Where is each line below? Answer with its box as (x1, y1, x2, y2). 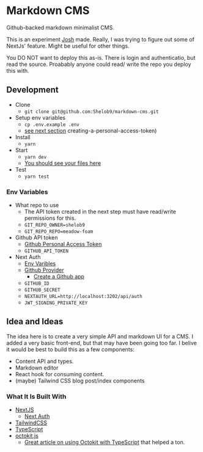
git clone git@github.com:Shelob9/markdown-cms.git (24, 108, 159, 115)
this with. (6, 67, 29, 74)
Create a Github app (33, 273, 84, 280)
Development (6, 85, 59, 95)
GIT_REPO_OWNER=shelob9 (24, 222, 86, 228)
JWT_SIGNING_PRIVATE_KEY (24, 300, 88, 306)
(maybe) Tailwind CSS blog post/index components (15, 377, 145, 384)
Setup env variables (15, 114, 66, 121)
